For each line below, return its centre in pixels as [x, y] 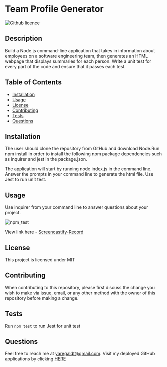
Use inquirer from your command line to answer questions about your [77, 207]
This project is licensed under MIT [40, 260]
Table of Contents [34, 83]
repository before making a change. [42, 298]
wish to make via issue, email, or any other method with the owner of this [80, 293]
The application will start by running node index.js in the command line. [78, 169]
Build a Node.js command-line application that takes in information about [80, 50]
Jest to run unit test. [26, 180]
